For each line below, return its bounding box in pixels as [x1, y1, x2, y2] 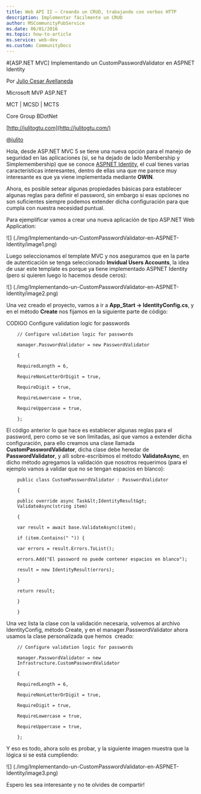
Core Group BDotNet [6, 112, 58, 120]
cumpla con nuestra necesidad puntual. [6, 204, 105, 212]
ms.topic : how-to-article [6, 31, 71, 37]
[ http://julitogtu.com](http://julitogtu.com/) [6, 124, 111, 131]
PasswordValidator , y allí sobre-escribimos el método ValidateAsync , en [6, 452, 189, 460]
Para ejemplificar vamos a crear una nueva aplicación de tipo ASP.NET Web [6, 216, 195, 223]
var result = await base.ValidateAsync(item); [17, 524, 136, 530]
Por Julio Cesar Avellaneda [6, 77, 74, 85]
